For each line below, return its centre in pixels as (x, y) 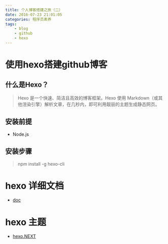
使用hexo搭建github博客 (56, 65)
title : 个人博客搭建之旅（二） (34, 10)
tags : (11, 24)
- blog (21, 29)
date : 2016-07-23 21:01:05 (34, 15)
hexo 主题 (26, 222)
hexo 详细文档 (35, 186)
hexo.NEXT (24, 236)
